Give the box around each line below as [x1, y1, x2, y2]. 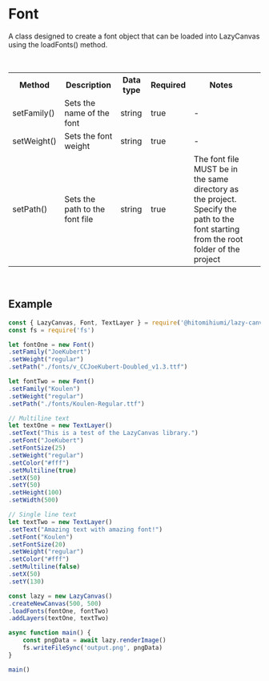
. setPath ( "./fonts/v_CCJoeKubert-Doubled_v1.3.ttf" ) [8, 363, 188, 371]
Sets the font [64, 130, 113, 141]
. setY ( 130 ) [8, 578, 45, 586]
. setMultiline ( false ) [8, 562, 81, 571]
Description [65, 79, 112, 91]
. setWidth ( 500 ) [8, 496, 59, 505]
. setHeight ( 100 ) [8, 489, 62, 497]
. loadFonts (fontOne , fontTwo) [8, 606, 110, 615]
